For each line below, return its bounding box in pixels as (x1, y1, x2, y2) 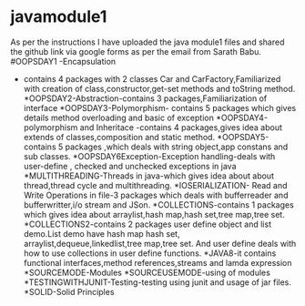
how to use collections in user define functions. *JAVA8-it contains (23, 248, 277, 259)
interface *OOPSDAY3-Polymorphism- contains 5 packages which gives (23, 102, 297, 113)
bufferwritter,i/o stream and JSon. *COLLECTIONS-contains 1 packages (23, 199, 294, 210)
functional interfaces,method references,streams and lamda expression (23, 257, 292, 268)
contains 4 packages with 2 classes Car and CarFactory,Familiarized (23, 73, 281, 84)
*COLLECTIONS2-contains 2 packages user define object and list (23, 219, 272, 229)
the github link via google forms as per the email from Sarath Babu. (10, 46, 262, 56)
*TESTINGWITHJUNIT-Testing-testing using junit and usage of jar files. (23, 276, 292, 288)
